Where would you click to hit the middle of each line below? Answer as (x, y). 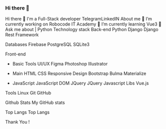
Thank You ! (17, 122)
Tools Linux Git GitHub (28, 93)
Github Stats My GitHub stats (35, 102)
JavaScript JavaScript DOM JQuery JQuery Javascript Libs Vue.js (80, 83)
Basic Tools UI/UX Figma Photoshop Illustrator (60, 64)
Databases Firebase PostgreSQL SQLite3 (47, 44)
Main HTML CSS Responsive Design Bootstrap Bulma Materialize (79, 73)
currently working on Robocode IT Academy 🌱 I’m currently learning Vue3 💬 (83, 24)
